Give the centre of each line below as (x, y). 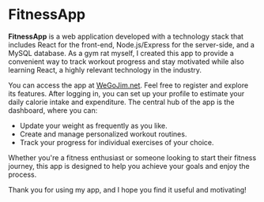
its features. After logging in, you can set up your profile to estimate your (126, 93)
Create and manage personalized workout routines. (103, 134)
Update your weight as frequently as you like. (93, 125)
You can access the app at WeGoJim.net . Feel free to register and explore (128, 85)
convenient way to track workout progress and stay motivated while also (126, 62)
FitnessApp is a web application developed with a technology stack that (126, 36)
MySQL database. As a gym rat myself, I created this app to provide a (121, 53)
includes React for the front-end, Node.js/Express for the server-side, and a (132, 44)
